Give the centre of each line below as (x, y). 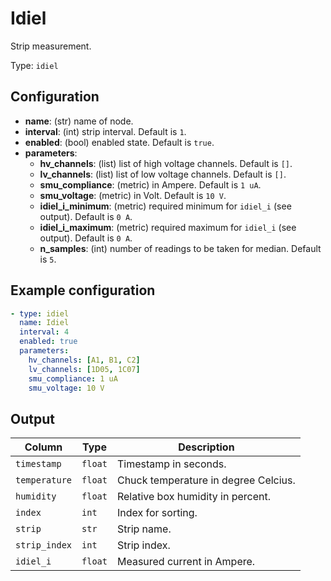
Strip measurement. (51, 46)
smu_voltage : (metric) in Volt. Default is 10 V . (133, 195)
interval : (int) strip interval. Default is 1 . (105, 131)
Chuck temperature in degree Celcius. (206, 480)
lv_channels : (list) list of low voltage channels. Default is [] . (163, 174)
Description (206, 447)
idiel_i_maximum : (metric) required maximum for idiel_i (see (168, 227)
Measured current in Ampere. (186, 562)
